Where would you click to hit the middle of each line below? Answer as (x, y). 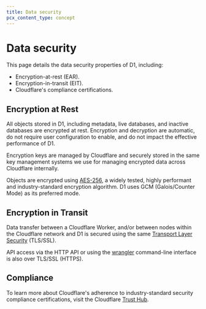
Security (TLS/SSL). (31, 240)
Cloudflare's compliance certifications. (64, 90)
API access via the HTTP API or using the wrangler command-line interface (101, 253)
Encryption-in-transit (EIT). (49, 83)
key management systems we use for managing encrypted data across (96, 162)
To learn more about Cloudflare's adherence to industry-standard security (100, 292)
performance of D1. (31, 143)
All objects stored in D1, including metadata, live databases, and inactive (97, 124)
